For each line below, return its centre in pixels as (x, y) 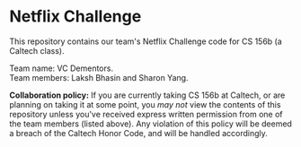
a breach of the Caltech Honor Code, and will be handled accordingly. (138, 133)
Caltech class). (37, 50)
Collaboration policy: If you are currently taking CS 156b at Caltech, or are (147, 95)
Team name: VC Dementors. (62, 68)
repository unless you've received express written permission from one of (146, 114)
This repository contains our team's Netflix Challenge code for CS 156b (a (146, 41)
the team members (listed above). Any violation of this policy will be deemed (150, 124)
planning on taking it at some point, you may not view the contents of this (145, 104)
